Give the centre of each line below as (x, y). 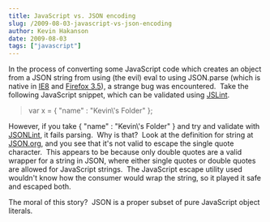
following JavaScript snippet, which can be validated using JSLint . (119, 95)
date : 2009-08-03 (38, 38)
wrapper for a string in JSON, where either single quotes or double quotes (132, 161)
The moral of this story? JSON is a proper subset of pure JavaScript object (134, 203)
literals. (21, 211)
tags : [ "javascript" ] (45, 46)
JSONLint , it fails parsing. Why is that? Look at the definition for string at (131, 135)
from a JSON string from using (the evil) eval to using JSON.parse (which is (135, 78)
